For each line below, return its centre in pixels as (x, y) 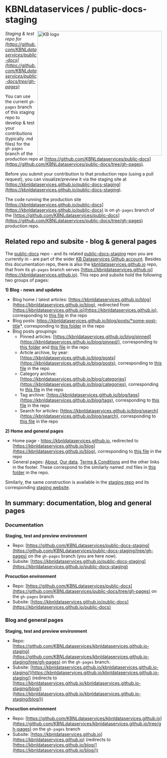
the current (17, 101)
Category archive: (38, 374)
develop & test (20, 123)
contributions (19, 133)
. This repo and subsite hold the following (119, 275)
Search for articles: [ (41, 410)
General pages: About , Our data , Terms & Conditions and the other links (86, 462)
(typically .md (19, 139)
